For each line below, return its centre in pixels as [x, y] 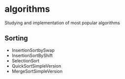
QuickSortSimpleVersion [36, 66]
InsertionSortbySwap [33, 50]
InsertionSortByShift [32, 55]
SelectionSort [26, 61]
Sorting [16, 38]
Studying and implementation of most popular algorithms [62, 23]
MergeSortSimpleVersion [37, 71]
